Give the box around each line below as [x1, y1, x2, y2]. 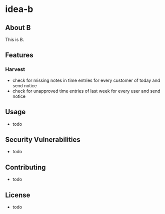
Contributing [5, 163, 46, 172]
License [5, 191, 30, 199]
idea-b [5, 3, 33, 15]
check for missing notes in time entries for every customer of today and [12, 77, 160, 83]
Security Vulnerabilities [5, 135, 81, 144]
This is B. [5, 36, 24, 42]
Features [5, 51, 33, 59]
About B [5, 23, 31, 32]
